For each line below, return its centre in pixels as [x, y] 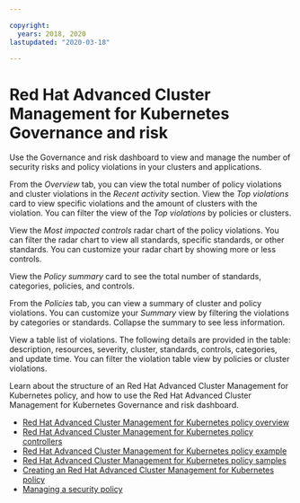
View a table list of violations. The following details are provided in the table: [150, 340]
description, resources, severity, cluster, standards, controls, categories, [143, 349]
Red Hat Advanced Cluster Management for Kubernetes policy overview [156, 422]
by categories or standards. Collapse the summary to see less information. [147, 322]
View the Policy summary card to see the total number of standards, [136, 277]
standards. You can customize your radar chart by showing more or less [143, 250]
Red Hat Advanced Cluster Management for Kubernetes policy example [154, 451]
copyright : [30, 25]
